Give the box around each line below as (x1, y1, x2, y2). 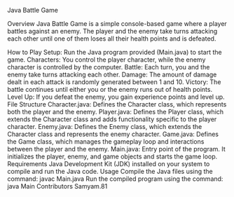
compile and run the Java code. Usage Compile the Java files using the (7, 168, 214, 175)
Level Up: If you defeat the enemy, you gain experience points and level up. (7, 93, 226, 101)
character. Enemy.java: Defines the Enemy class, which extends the (7, 123, 202, 130)
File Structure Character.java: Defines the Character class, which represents (7, 100, 227, 108)
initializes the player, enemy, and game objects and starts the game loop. (7, 152, 218, 161)
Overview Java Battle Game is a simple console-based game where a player (7, 20, 228, 27)
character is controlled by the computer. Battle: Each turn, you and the (7, 63, 210, 71)
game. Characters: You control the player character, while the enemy (7, 55, 206, 64)
